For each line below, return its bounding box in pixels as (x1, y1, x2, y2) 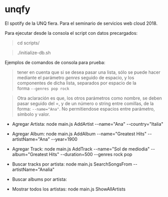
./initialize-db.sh (17, 50, 51, 56)
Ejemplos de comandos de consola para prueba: (5, 59, 105, 65)
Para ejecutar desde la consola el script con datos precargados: (5, 30, 138, 36)
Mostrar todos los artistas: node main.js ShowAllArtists (12, 186, 126, 192)
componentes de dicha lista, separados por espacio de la (17, 80, 137, 86)
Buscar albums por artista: (12, 176, 67, 182)
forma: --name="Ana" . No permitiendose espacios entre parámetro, (17, 106, 155, 112)
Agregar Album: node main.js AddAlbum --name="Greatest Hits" (12, 130, 147, 137)
